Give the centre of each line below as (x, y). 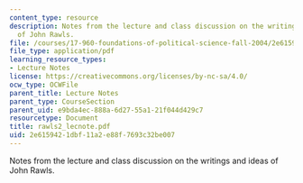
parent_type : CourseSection (62, 101)
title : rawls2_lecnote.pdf (60, 127)
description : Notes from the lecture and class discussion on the (137, 26)
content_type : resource (54, 18)
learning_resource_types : (58, 59)
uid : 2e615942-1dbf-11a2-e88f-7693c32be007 (92, 135)
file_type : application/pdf (62, 51)
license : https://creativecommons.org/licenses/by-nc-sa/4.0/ (129, 77)
